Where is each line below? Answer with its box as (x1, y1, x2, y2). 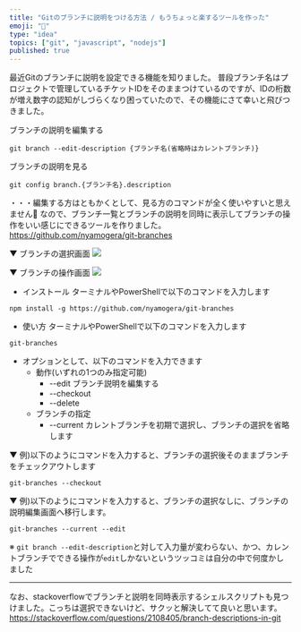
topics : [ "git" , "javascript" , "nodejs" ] (9, 38, 167, 47)
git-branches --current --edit (9, 525, 126, 534)
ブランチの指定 (35, 408, 91, 419)
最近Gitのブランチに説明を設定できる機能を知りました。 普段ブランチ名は (9, 73, 281, 83)
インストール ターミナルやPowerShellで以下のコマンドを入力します (21, 286, 271, 297)
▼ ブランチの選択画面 (9, 248, 91, 260)
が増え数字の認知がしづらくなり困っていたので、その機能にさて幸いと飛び (9, 95, 283, 106)
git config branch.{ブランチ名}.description (9, 181, 172, 190)
